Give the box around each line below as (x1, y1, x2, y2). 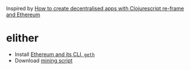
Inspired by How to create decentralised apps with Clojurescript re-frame (6, 5, 184, 12)
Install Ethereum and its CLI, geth (14, 51, 95, 58)
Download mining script (14, 57, 73, 64)
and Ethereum (6, 11, 40, 18)
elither (6, 32, 39, 45)
